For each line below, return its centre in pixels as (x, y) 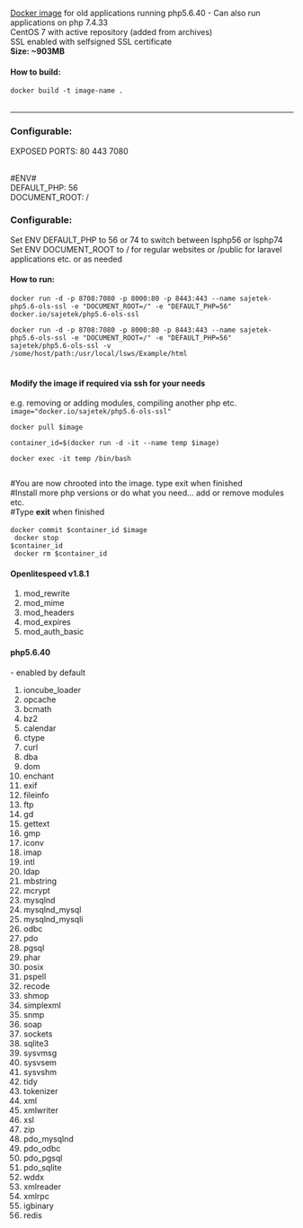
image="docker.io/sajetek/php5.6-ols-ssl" (91, 412)
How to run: (32, 280)
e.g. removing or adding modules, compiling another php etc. (124, 403)
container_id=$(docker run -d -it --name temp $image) (115, 443)
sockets (38, 1034)
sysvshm (40, 1072)
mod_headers (49, 613)
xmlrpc (36, 1196)
